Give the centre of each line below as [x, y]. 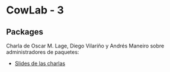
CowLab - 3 [35, 10]
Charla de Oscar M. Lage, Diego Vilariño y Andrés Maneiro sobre [85, 46]
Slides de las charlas [40, 63]
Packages [25, 32]
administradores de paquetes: [43, 52]
